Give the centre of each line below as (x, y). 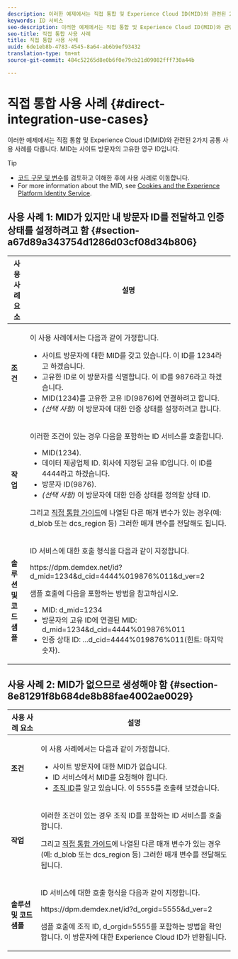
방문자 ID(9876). (69, 484)
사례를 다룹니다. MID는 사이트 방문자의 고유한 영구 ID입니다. (97, 148)
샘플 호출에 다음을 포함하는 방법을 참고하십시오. (104, 593)
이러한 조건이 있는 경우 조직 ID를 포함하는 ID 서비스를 (124, 816)
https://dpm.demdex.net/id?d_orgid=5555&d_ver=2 (126, 909)
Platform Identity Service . (55, 193)
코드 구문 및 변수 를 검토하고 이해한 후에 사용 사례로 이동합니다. (103, 178)
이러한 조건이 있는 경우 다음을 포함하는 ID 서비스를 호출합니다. (126, 436)
